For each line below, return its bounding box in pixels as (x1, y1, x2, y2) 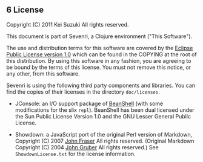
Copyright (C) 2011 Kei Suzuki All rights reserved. (6, 21, 129, 28)
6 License (6, 5, 44, 15)
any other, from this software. (6, 70, 80, 77)
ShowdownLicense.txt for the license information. (15, 150, 136, 157)
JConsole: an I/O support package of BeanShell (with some (15, 100, 164, 107)
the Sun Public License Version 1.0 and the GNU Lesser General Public (15, 112, 191, 120)
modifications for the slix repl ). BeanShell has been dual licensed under (15, 106, 195, 114)
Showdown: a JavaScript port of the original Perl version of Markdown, (15, 131, 193, 138)
